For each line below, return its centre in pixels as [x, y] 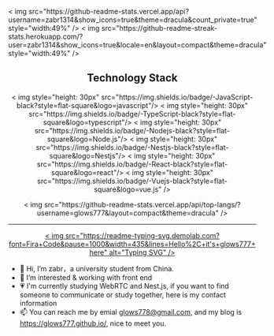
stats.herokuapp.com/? [46, 36]
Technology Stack [132, 78]
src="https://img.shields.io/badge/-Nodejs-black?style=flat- [132, 130]
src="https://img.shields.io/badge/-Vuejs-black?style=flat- [132, 181]
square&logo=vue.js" [128, 189]
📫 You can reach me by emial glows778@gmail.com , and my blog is [131, 312]
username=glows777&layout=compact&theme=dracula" [128, 213]
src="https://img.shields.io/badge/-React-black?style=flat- [132, 164]
